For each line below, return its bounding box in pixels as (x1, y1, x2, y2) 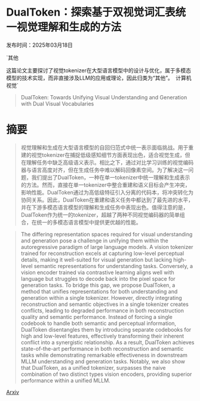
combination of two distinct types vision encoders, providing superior (20, 370, 192, 378)
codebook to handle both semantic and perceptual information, (20, 320, 177, 327)
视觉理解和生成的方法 (17, 20, 122, 34)
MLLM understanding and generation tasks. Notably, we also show (20, 357, 186, 365)
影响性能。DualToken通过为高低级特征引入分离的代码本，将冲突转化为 (20, 189, 194, 196)
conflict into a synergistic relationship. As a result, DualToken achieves (20, 339, 195, 346)
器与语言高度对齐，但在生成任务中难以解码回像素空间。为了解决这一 (20, 166, 189, 174)
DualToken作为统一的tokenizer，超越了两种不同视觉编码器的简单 (20, 211, 180, 218)
